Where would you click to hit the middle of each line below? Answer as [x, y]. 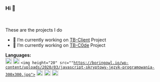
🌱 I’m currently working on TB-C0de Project [59, 45]
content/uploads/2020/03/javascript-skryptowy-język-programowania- [80, 67]
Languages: [18, 55]
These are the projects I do [34, 30]
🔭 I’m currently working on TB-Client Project [59, 40]
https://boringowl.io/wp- [101, 63]
